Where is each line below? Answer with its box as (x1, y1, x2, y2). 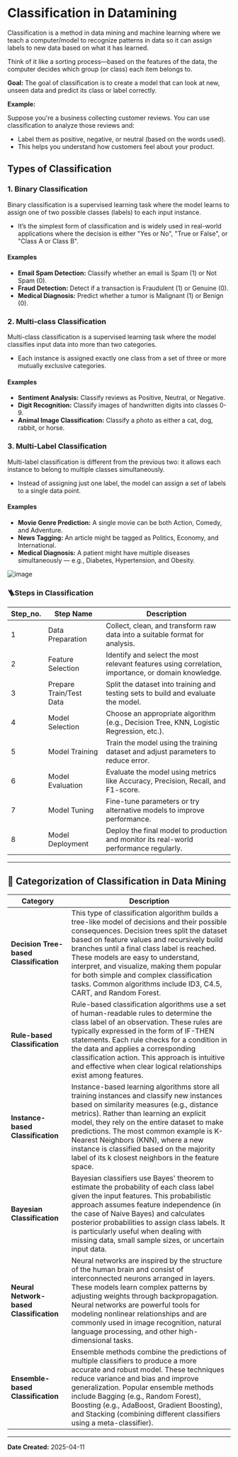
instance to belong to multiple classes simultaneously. (7, 465, 165, 473)
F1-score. (106, 785, 140, 795)
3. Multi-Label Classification (7, 441, 108, 451)
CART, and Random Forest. (71, 987, 161, 997)
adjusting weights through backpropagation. (71, 1291, 219, 1301)
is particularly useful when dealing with (71, 1226, 202, 1236)
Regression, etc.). (106, 726, 164, 736)
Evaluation (48, 780, 84, 790)
